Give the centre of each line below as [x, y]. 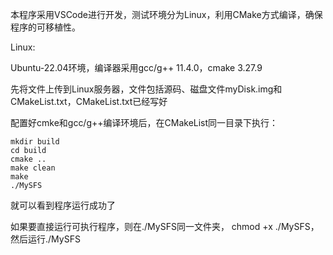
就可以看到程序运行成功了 [63, 205]
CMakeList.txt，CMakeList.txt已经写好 [89, 101]
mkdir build [35, 142]
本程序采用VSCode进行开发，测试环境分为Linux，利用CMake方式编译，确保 [166, 14]
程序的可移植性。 [45, 27]
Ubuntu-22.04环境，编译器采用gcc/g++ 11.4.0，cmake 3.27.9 [136, 67]
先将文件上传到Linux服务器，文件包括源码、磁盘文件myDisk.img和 [146, 89]
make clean [33, 168]
